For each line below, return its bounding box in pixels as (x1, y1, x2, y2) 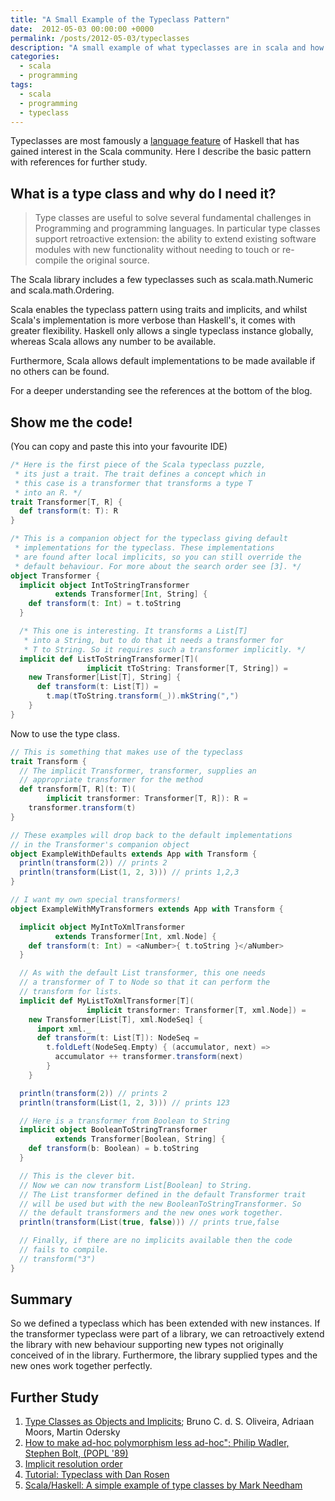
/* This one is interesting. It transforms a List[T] (19, 626, 248, 636)
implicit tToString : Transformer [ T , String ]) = (86, 663, 288, 673)
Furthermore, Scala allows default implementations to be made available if (10, 355, 316, 367)
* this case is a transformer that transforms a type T (14, 478, 253, 488)
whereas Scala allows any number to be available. (10, 336, 217, 348)
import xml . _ (36, 1024, 92, 1034)
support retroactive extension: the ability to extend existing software (34, 233, 317, 245)
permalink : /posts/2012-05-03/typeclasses (10, 33, 190, 43)
